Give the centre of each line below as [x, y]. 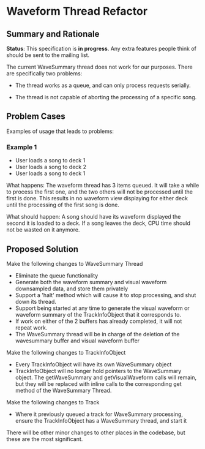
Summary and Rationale [53, 34]
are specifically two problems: [44, 74]
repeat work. [31, 327]
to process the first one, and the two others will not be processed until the [100, 192]
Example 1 [22, 147]
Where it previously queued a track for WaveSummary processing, [99, 414]
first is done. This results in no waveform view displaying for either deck [97, 198]
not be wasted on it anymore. [43, 230]
